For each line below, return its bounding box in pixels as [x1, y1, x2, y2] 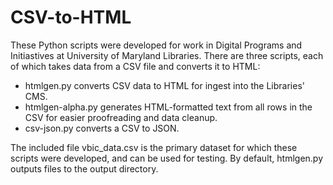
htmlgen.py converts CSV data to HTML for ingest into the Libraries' [24, 79, 305, 91]
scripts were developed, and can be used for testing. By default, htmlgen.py [10, 152, 324, 164]
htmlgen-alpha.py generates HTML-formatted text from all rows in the [24, 101, 313, 113]
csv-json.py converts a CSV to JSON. [24, 122, 180, 134]
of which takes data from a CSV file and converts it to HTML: [10, 60, 261, 72]
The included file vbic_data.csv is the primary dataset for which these [10, 141, 298, 153]
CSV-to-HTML [10, 6, 132, 29]
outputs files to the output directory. [10, 162, 159, 175]
